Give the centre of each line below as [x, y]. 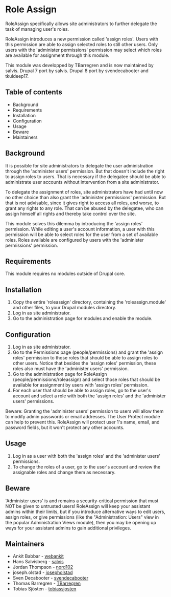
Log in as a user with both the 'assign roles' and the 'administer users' [87, 456]
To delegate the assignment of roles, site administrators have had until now [84, 192]
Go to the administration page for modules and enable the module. [82, 318]
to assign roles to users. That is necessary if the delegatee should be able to [86, 176]
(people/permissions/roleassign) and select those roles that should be [86, 379]
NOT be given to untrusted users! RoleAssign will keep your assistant [78, 506]
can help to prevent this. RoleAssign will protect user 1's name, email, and [82, 422]
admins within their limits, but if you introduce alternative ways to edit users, [86, 511]
